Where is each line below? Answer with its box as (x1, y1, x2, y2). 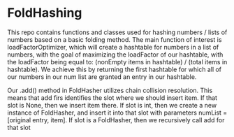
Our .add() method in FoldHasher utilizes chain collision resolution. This (7, 86, 213, 94)
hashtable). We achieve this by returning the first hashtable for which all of (7, 65, 222, 73)
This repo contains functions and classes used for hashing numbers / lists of (7, 28, 228, 36)
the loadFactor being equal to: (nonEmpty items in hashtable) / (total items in (7, 57, 228, 66)
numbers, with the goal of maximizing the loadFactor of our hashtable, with (7, 50, 224, 59)
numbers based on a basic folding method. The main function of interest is (7, 35, 222, 43)
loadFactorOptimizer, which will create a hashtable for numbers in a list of (7, 43, 219, 51)
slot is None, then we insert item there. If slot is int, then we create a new (7, 101, 217, 109)
